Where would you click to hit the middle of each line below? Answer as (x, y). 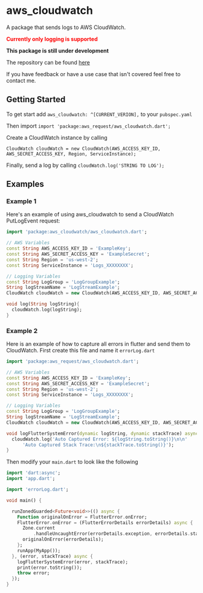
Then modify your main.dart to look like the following (72, 462)
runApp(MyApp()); (39, 551)
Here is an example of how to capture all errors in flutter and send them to (98, 344)
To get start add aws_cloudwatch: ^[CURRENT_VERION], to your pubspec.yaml (99, 114)
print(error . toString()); (50, 568)
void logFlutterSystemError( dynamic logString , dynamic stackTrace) (94, 433)
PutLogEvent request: (33, 221)
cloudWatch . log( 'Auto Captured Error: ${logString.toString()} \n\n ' (100, 439)
